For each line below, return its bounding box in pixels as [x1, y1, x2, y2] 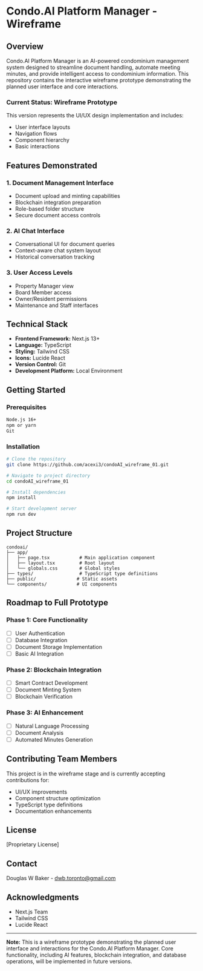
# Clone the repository [6, 456, 66, 462]
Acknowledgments [6, 892, 80, 903]
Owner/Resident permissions [14, 295, 88, 302]
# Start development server [6, 505, 77, 512]
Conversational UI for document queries [14, 240, 115, 248]
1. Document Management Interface [6, 179, 114, 187]
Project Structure [6, 528, 72, 538]
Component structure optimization [14, 794, 101, 801]
